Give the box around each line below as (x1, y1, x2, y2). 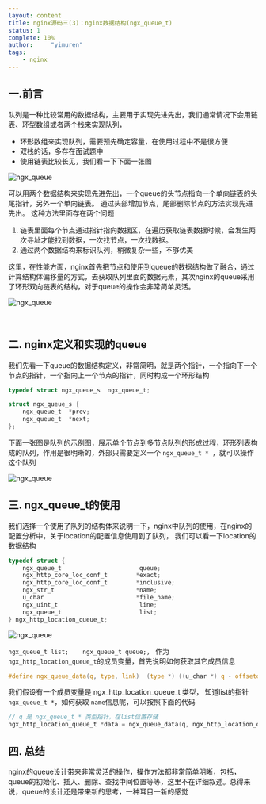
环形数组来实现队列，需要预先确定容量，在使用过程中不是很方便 (19, 136, 228, 146)
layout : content (8, 11, 62, 20)
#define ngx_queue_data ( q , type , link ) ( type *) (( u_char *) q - (8, 672, 232, 680)
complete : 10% (8, 33, 55, 42)
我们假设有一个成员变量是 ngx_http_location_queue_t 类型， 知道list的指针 (8, 687, 249, 697)
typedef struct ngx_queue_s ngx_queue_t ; (8, 386, 150, 394)
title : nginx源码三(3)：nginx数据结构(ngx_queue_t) (8, 19, 173, 27)
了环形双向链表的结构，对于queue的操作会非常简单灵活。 (8, 281, 196, 291)
